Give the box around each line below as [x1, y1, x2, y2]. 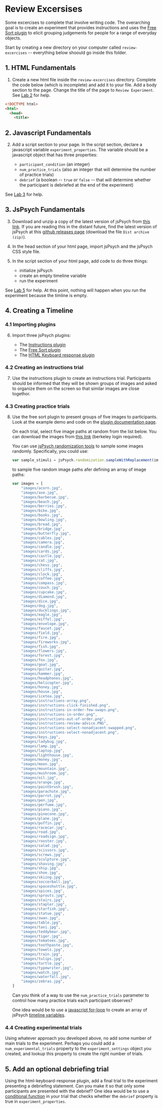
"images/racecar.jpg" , [21, 825, 67, 830]
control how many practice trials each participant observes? [12, 998, 133, 1003]
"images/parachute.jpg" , [21, 789, 72, 794]
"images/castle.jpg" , [21, 554, 65, 558]
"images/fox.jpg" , [21, 658, 58, 663]
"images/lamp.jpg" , [21, 743, 61, 748]
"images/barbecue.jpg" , [21, 495, 69, 499]
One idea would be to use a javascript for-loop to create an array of [12, 1007, 147, 1013]
